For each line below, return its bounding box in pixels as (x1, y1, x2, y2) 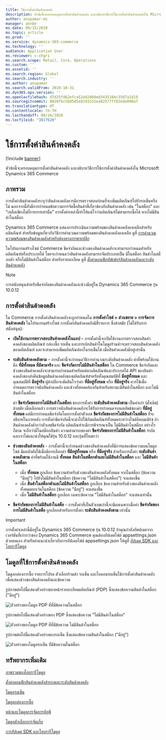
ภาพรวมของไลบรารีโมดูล (5, 669, 46, 675)
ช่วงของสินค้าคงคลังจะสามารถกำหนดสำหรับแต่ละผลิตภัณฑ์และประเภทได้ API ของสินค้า (12, 368, 153, 373)
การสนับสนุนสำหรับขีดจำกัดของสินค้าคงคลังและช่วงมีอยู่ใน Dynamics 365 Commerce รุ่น (5, 282, 158, 288)
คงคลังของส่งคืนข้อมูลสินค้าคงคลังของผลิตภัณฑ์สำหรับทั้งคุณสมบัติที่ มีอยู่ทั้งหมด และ (12, 373, 147, 379)
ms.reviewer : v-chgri (5, 53, 50, 58)
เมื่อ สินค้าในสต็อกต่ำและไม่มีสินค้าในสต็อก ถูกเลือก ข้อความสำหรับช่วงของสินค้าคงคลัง (20, 481, 158, 487)
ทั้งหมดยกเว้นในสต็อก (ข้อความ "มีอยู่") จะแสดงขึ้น (20, 486, 103, 492)
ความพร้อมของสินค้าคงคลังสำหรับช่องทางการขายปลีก (5, 236, 90, 242)
